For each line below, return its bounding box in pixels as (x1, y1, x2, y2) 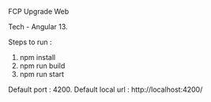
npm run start (19, 70, 65, 78)
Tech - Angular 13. (8, 22, 69, 31)
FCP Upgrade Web (8, 7, 70, 16)
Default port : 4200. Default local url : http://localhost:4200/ (8, 85, 203, 94)
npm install (19, 53, 56, 62)
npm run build (19, 61, 66, 70)
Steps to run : (8, 37, 53, 47)
